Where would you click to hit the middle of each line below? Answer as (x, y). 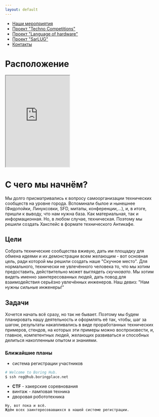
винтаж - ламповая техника (41, 392)
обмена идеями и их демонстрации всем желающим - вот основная (77, 256)
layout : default (21, 10)
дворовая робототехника (38, 397)
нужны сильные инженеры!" (35, 287)
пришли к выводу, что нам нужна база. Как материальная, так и (72, 214)
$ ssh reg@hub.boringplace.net (37, 377)
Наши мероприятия (33, 23)
